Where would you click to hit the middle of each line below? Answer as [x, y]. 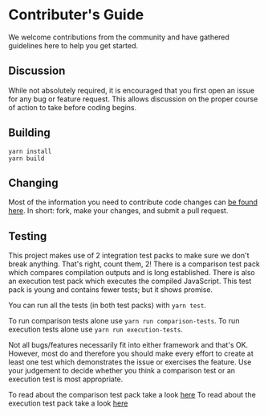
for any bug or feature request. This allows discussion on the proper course [133, 99]
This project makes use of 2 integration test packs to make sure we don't [129, 256]
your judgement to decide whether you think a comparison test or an [122, 371]
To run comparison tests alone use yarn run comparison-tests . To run [124, 321]
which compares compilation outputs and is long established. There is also [132, 273]
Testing [28, 236]
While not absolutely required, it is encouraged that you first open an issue [132, 90]
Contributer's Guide [76, 15]
